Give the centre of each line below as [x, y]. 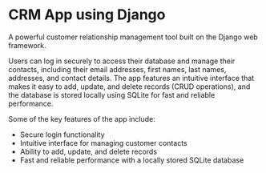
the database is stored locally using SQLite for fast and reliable [112, 95]
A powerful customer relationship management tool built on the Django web [133, 37]
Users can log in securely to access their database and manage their [122, 61]
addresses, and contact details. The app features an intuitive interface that [131, 78]
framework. [27, 45]
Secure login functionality [62, 135]
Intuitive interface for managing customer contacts [103, 143]
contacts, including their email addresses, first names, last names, [117, 69]
